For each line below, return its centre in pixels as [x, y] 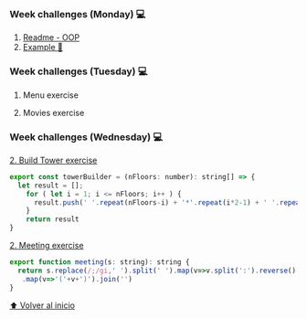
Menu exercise [51, 95]
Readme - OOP [51, 37]
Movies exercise [53, 112]
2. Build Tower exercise [53, 160]
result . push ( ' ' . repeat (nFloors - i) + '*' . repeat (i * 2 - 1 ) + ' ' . [157, 202]
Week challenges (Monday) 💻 [78, 14]
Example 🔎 [43, 48]
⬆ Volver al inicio [42, 305]
